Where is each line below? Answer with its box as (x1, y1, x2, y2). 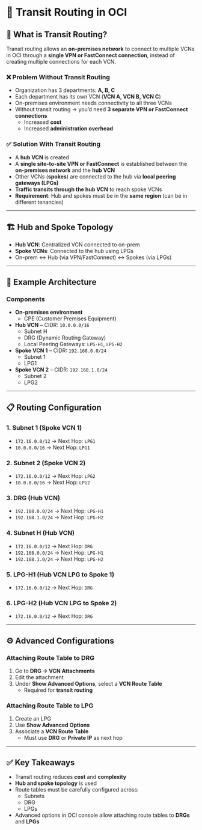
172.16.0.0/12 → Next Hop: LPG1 (14, 437, 96, 444)
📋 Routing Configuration (6, 403, 102, 413)
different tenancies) (14, 198, 64, 206)
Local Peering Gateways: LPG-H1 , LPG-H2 (23, 341, 123, 348)
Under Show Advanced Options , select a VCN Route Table (14, 680, 162, 687)
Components (6, 294, 45, 303)
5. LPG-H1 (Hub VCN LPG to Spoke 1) (6, 570, 115, 579)
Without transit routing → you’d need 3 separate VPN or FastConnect (14, 106, 188, 113)
